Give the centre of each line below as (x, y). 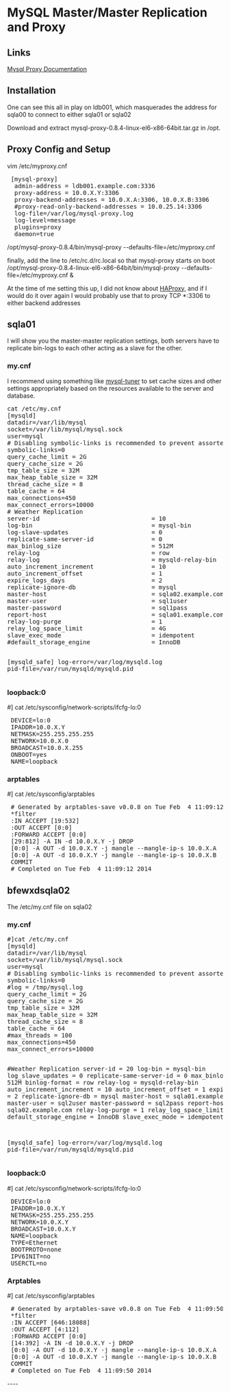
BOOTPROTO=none (36, 1249)
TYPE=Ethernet (34, 1242)
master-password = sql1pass (98, 608)
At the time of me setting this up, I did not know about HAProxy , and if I (107, 288)
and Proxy (37, 27)
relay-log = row (88, 553)
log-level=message (45, 220)
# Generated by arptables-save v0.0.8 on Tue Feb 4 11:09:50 (117, 1309)
